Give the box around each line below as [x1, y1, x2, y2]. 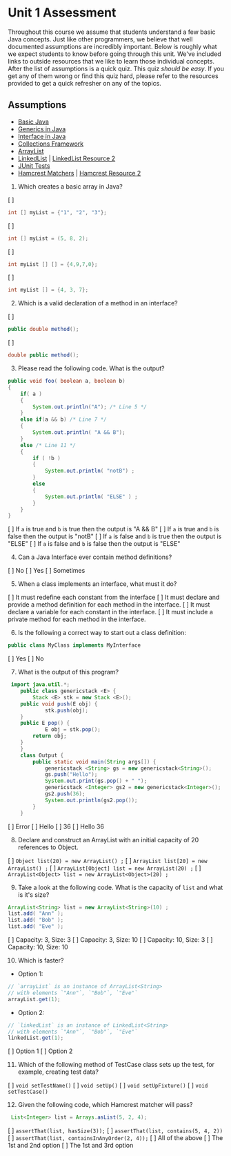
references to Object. [17, 843, 79, 851]
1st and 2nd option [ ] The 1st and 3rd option [8, 1141, 134, 1150]
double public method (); [8, 352, 79, 359]
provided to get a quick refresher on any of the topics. [8, 79, 161, 87]
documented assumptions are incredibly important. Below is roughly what [8, 42, 217, 50]
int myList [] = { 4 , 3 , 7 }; [8, 287, 89, 294]
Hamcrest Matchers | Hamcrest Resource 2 [17, 169, 141, 177]
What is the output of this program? [17, 668, 119, 676]
